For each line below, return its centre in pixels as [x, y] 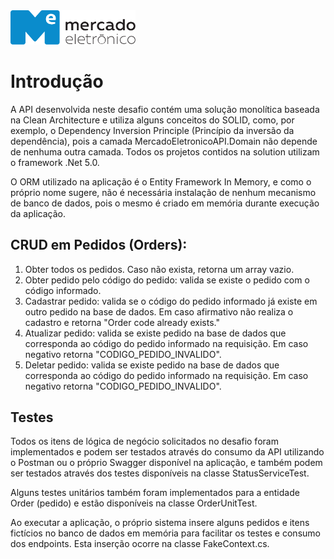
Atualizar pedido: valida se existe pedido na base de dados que [155, 333]
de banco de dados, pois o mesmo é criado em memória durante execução [165, 203]
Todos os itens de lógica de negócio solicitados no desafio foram [144, 441]
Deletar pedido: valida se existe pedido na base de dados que [152, 365]
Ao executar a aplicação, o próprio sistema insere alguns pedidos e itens [160, 523]
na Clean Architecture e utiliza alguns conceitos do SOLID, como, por [152, 120]
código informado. [63, 290]
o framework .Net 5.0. [55, 162]
